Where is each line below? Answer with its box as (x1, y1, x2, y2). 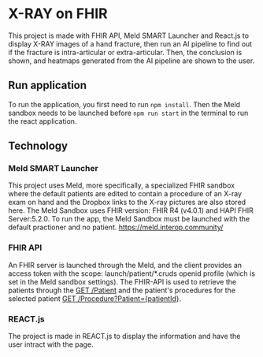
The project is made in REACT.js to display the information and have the (8, 332, 241, 341)
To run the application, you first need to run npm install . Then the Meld (8, 99, 241, 109)
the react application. (8, 116, 77, 126)
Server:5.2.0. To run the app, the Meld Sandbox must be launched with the (8, 214, 250, 224)
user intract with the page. (8, 340, 94, 349)
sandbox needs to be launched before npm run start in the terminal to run (8, 108, 249, 117)
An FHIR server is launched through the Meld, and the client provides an (8, 260, 243, 270)
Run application (8, 79, 87, 92)
